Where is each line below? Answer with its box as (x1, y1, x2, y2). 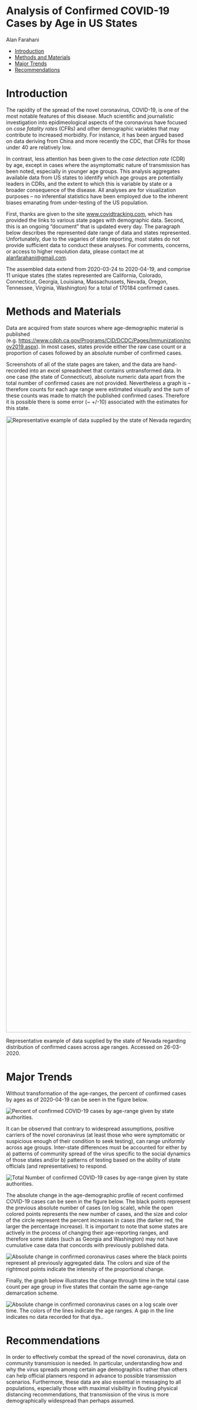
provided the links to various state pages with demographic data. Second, (6, 216, 185, 224)
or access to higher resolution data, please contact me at (6, 248, 144, 255)
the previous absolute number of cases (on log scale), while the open (6, 1204, 174, 1211)
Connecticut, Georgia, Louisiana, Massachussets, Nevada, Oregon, (6, 278, 168, 285)
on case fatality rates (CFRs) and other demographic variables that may (6, 125, 180, 132)
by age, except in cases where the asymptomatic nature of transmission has (6, 161, 191, 168)
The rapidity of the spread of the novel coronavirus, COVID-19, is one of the (6, 106, 189, 113)
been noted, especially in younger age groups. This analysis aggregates (6, 168, 181, 175)
